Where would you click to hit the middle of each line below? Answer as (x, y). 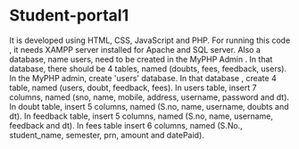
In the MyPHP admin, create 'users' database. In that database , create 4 (143, 78)
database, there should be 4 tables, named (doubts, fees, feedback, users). (148, 69)
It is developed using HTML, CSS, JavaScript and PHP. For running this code (150, 40)
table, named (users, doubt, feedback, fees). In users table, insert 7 (133, 87)
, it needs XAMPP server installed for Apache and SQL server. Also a (135, 49)
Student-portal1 (69, 16)
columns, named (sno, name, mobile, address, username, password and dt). (149, 97)
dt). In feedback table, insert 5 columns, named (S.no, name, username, (141, 116)
